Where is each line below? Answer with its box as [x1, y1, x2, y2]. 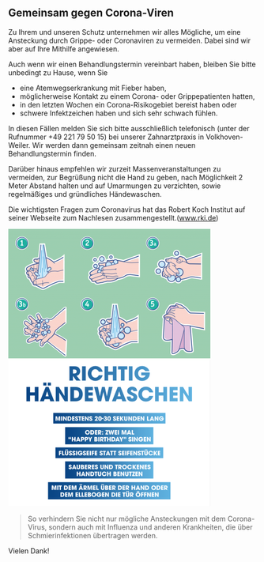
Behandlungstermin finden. [8, 149, 97, 158]
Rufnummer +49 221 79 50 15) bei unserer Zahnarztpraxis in [8, 132, 205, 141]
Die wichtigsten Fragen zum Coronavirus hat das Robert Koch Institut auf [8, 205, 246, 214]
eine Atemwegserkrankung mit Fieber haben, [19, 83, 167, 92]
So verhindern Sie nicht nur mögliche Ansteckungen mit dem [27, 514, 227, 523]
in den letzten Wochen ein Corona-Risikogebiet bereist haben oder [19, 100, 237, 109]
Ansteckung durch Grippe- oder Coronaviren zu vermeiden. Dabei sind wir [8, 36, 251, 45]
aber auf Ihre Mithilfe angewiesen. [8, 43, 120, 54]
